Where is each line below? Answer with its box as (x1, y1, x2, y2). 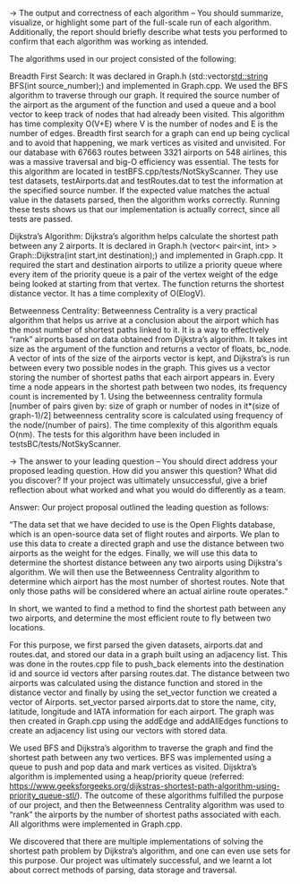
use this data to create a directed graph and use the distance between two (9, 538, 285, 549)
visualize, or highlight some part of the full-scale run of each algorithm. (9, 17, 272, 28)
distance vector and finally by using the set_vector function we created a (9, 687, 278, 698)
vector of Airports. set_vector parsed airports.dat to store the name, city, (9, 697, 277, 707)
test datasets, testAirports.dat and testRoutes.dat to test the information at (9, 176, 284, 186)
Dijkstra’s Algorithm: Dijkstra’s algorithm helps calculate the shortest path (9, 231, 279, 241)
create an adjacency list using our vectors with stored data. (9, 725, 228, 735)
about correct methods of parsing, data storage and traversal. (9, 864, 237, 875)
